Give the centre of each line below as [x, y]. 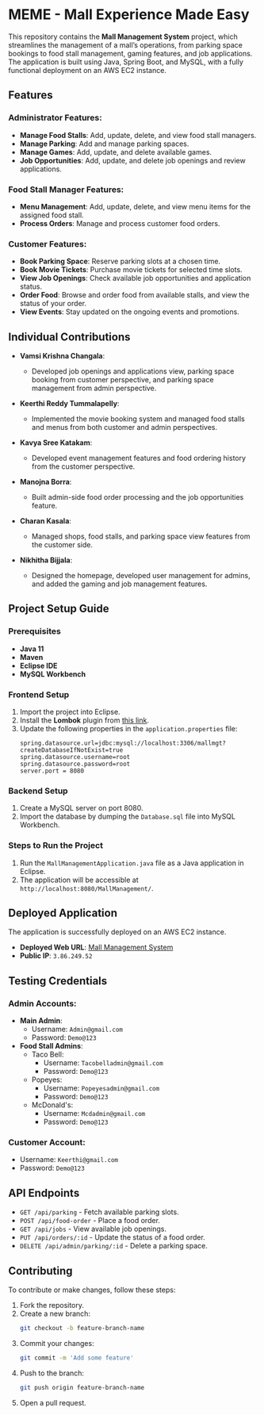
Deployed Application [63, 913]
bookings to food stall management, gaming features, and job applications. [130, 53]
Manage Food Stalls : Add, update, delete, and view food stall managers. [138, 135]
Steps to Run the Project [55, 846]
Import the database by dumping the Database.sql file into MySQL [128, 817]
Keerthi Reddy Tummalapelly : [69, 404]
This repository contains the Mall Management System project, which [123, 36]
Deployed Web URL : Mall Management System [96, 947]
